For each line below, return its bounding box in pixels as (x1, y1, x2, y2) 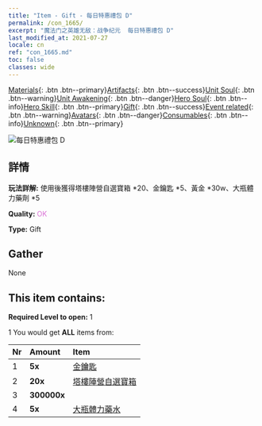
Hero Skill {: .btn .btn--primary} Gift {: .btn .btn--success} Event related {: (23, 102, 254, 111)
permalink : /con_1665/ (8, 19, 83, 27)
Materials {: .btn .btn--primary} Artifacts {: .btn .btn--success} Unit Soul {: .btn (8, 85, 256, 94)
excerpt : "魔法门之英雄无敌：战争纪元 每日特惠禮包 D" (8, 26, 175, 34)
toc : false (8, 56, 44, 64)
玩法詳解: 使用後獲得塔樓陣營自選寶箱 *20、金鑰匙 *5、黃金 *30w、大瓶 (8, 183, 248, 193)
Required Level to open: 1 (8, 313, 93, 322)
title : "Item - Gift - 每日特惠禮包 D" (8, 11, 133, 20)
